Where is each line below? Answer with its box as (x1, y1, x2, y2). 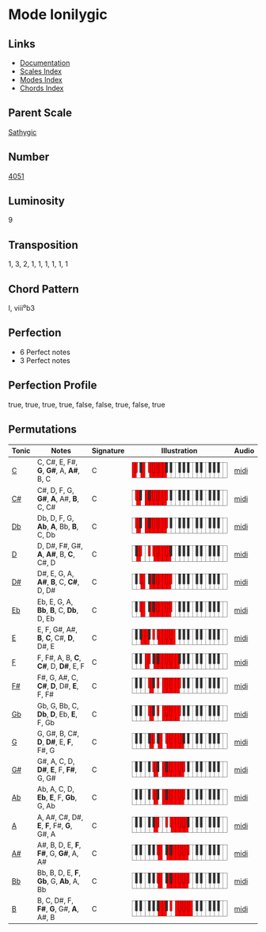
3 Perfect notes (19, 355, 71, 365)
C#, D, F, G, (36, 485, 74, 495)
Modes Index (19, 75, 63, 84)
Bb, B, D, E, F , (36, 868, 82, 877)
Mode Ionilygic (8, 6, 108, 24)
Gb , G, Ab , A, (36, 877, 80, 886)
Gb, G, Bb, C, (36, 701, 79, 710)
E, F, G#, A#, (36, 625, 78, 634)
